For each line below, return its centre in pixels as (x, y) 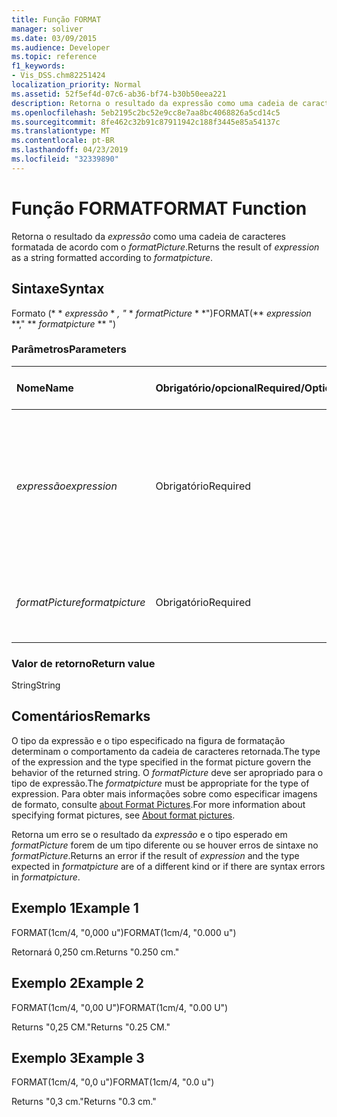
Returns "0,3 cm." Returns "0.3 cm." (84, 1102)
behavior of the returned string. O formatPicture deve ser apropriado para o (167, 772)
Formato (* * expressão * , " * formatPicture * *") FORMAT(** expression (161, 313)
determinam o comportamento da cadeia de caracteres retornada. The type (166, 751)
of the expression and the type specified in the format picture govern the (161, 762)
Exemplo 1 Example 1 (75, 908)
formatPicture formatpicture (81, 602)
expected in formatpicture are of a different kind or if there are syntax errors (168, 866)
